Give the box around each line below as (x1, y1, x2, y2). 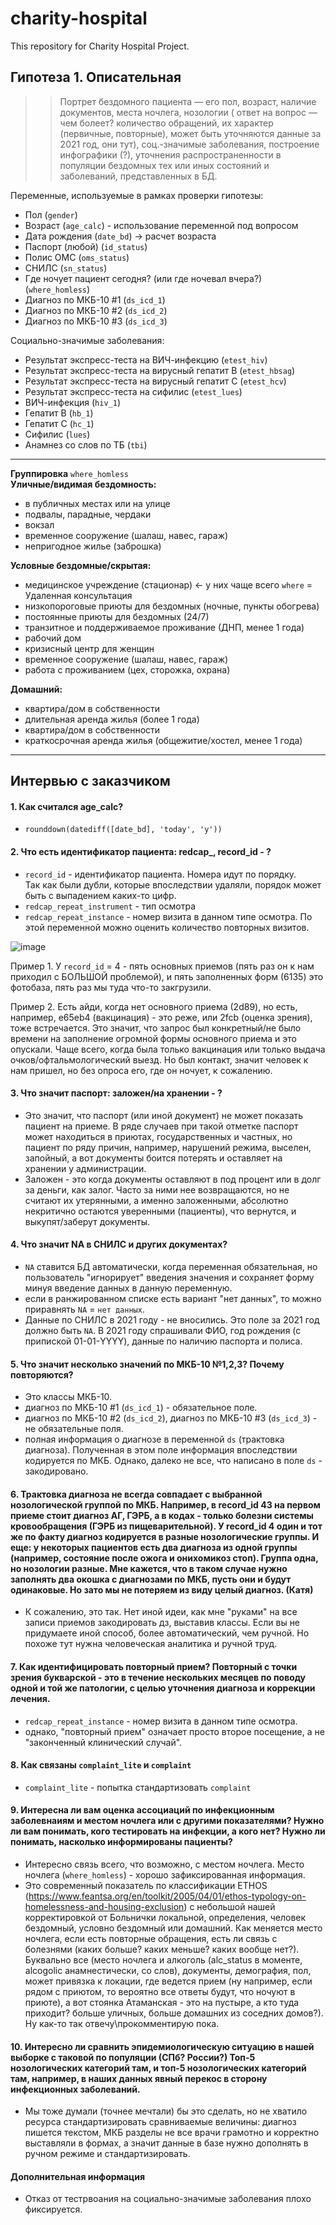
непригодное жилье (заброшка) (24, 540, 162, 552)
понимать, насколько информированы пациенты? (10, 1836, 233, 1848)
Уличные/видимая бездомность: (10, 478, 157, 490)
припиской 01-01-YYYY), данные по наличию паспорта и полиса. (24, 1335, 303, 1347)
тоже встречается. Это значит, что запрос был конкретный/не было (10, 1022, 302, 1034)
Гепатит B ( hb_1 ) (24, 407, 94, 419)
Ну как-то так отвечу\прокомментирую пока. (24, 2017, 220, 2029)
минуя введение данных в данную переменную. (24, 1282, 233, 1294)
